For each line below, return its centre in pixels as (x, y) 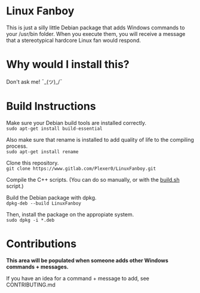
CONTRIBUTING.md (31, 285)
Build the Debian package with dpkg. (51, 197)
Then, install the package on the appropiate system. (70, 214)
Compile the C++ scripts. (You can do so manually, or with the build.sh (93, 179)
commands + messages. (37, 267)
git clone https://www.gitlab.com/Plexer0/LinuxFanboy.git (81, 169)
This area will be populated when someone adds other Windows (87, 260)
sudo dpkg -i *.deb (30, 220)
